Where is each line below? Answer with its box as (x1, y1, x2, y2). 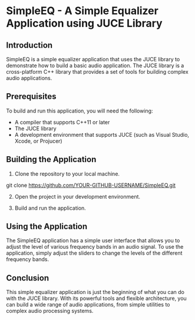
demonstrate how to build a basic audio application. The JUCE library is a (6, 62, 184, 69)
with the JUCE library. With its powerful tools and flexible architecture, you (6, 295, 187, 302)
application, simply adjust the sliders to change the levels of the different (6, 249, 183, 257)
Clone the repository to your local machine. (14, 170, 120, 177)
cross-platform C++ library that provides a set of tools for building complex (6, 68, 189, 75)
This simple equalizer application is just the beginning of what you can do (6, 289, 184, 296)
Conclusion (6, 273, 49, 283)
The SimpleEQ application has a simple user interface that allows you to (6, 237, 180, 244)
